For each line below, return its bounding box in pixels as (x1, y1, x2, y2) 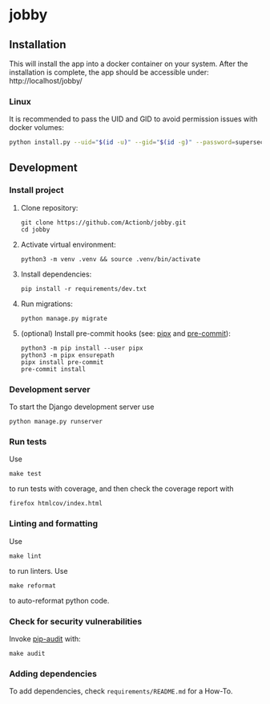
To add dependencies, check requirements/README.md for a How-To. (9, 686, 233, 696)
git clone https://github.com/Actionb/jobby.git (20, 219, 187, 227)
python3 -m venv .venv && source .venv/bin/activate (20, 255, 201, 263)
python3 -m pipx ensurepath (20, 351, 115, 359)
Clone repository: (20, 203, 79, 212)
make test (9, 470, 42, 478)
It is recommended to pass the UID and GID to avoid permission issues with (9, 114, 258, 124)
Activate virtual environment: (20, 239, 116, 249)
